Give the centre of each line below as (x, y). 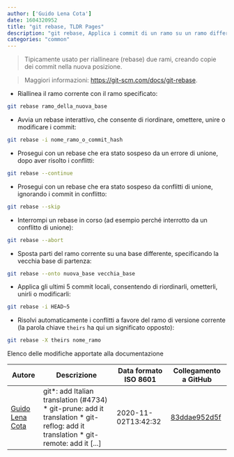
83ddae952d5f (196, 417)
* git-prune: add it (73, 409)
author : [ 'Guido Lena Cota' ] (49, 14)
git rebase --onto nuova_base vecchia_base (71, 273)
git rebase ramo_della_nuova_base (57, 106)
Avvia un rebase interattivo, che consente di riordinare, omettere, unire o (121, 120)
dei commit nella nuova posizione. (73, 67)
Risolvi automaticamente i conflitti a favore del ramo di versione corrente (122, 320)
